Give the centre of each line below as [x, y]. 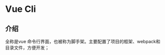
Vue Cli [21, 9]
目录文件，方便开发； [27, 48]
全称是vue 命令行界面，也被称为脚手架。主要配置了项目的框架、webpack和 [83, 41]
